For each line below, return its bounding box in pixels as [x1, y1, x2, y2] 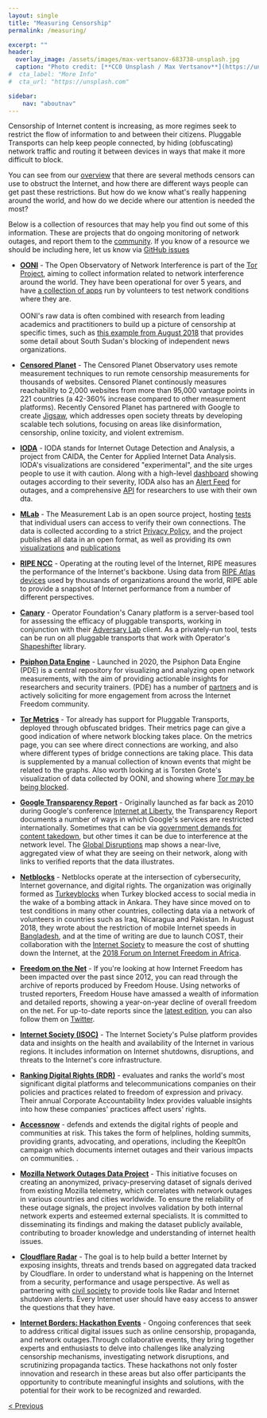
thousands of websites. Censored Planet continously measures [19, 377, 227, 387]
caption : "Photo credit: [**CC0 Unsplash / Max [15, 63, 176, 72]
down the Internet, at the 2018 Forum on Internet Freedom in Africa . [19, 948, 242, 958]
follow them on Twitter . [19, 1015, 95, 1024]
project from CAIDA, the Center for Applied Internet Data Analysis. [19, 452, 237, 461]
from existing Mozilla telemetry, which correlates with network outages [19, 1186, 253, 1195]
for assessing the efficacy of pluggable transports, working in [19, 616, 222, 626]
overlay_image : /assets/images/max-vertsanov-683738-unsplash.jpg [15, 56, 240, 64]
